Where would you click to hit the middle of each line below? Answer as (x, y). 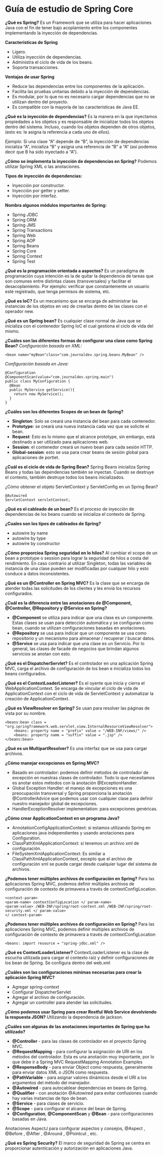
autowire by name (30, 533)
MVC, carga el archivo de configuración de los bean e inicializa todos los (78, 668)
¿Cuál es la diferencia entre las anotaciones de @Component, (68, 603)
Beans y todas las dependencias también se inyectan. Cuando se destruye (80, 472)
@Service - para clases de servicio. (48, 1103)
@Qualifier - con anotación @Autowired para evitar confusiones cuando (85, 1093)
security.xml (18, 911)
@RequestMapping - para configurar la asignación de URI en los (77, 1051)
